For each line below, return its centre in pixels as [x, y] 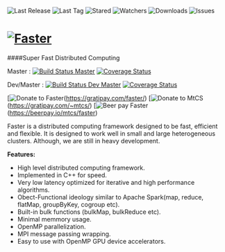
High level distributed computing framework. [81, 168]
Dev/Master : [25, 84]
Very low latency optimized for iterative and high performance [106, 182]
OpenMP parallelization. [51, 226]
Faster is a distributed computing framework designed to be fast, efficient [112, 126]
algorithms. [33, 190]
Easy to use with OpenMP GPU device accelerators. [91, 241]
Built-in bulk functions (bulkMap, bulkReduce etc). [89, 212]
